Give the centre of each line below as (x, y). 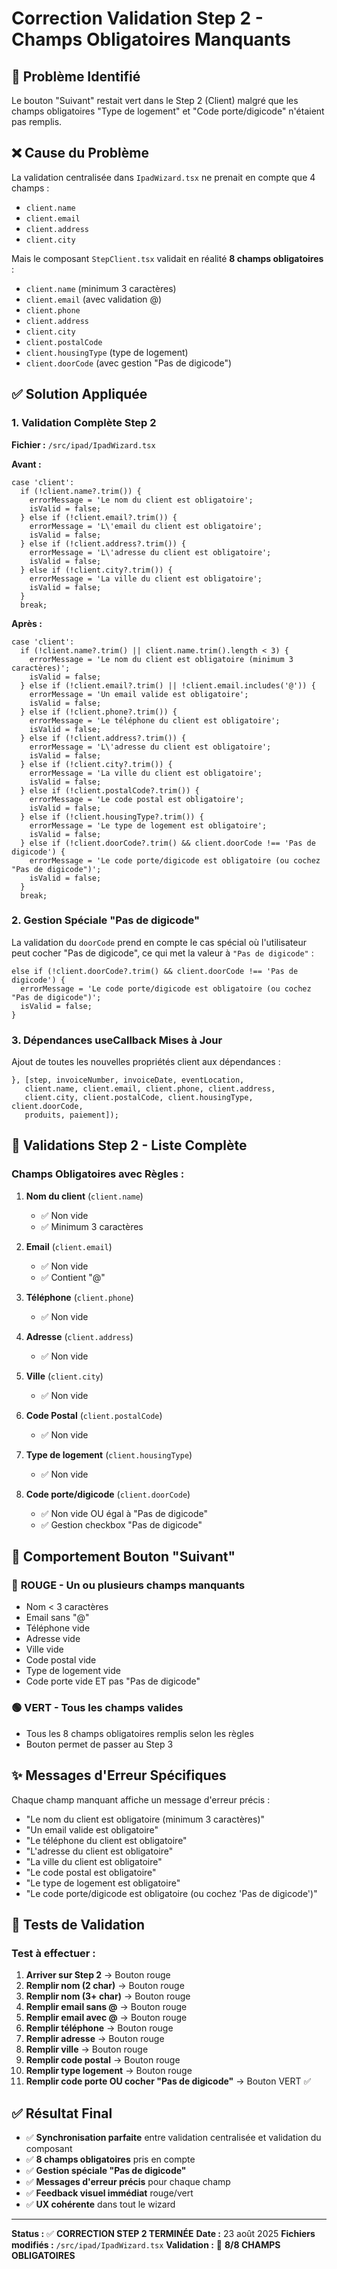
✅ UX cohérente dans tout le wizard (100, 2204)
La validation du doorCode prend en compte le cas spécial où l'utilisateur (159, 942)
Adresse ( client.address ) (79, 1336)
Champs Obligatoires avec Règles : (98, 1174)
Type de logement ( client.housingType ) (109, 1454)
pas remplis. (37, 121)
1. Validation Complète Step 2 (84, 423)
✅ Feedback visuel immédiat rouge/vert (109, 2193)
